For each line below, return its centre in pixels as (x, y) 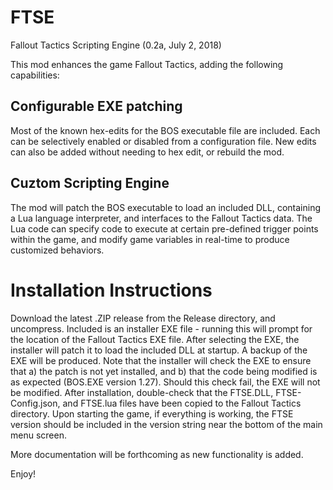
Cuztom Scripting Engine (90, 183)
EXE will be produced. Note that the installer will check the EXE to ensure (161, 360)
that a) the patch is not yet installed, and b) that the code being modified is (164, 371)
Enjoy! (23, 473)
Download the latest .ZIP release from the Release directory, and (143, 318)
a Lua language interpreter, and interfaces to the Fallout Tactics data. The (161, 218)
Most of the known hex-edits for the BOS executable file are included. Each (165, 130)
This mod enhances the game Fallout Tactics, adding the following (147, 64)
